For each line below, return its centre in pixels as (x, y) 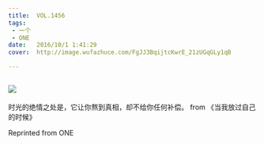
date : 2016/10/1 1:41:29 (53, 45)
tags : (17, 23)
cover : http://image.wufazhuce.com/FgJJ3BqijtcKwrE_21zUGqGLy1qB (120, 52)
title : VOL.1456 (37, 15)
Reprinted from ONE (41, 132)
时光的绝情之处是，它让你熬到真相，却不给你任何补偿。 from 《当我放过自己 (132, 107)
